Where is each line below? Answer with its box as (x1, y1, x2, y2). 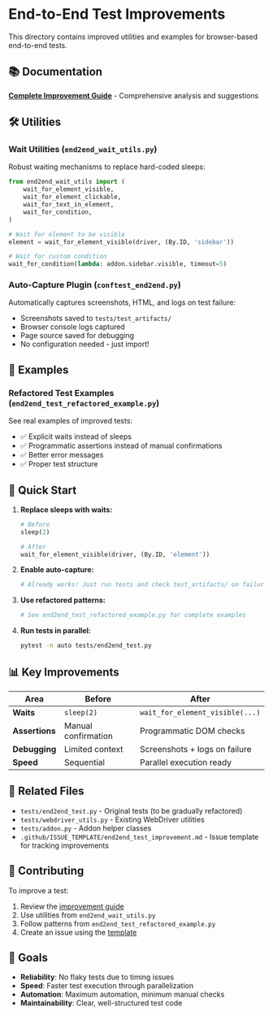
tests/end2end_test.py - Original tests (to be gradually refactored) (19, 805, 243, 815)
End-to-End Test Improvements (8, 5, 226, 24)
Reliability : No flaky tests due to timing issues (19, 972, 175, 982)
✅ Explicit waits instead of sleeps (19, 432, 132, 441)
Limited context (63, 743, 123, 754)
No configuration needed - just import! (19, 339, 149, 350)
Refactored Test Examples (8, 387, 115, 398)
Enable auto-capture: (19, 565, 94, 575)
